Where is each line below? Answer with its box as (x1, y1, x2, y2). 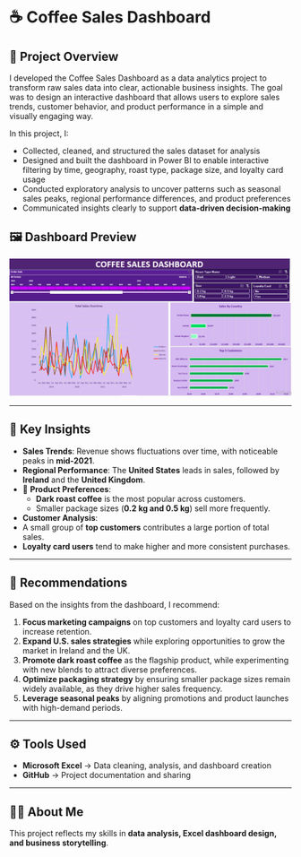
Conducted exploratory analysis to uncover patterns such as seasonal (21, 184, 281, 194)
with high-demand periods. (21, 702, 123, 713)
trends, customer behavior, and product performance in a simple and (9, 101, 264, 112)
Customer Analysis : (21, 512, 99, 523)
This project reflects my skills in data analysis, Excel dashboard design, (9, 828, 278, 839)
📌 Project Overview (9, 48, 119, 64)
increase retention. (21, 626, 92, 636)
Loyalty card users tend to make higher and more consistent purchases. (21, 541, 291, 551)
